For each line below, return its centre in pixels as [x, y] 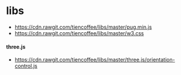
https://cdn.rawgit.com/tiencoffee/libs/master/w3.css [79, 33]
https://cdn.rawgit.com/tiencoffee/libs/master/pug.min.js [83, 27]
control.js [26, 66]
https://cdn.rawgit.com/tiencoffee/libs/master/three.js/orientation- [95, 60]
